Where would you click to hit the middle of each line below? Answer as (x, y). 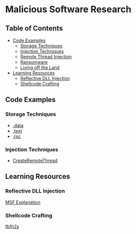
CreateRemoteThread (35, 160)
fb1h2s (12, 226)
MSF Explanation (23, 202)
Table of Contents (34, 28)
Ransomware (34, 62)
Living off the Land (40, 68)
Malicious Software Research (69, 9)
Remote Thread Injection (46, 57)
